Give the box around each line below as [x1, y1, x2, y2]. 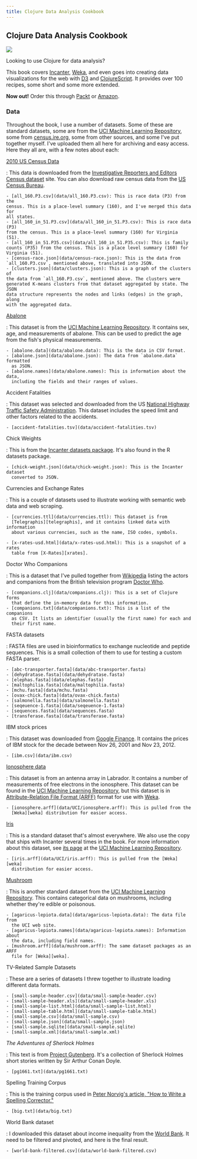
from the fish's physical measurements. [6, 336, 103, 343]
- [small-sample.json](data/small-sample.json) [6, 1018, 126, 1025]
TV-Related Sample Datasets [6, 963, 76, 970]
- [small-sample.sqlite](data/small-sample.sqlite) [6, 1024, 136, 1029]
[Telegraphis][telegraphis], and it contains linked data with [11, 519, 170, 525]
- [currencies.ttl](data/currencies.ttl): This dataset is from [6, 514, 168, 520]
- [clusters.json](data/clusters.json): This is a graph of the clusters [6, 266, 192, 271]
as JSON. [11, 363, 33, 369]
